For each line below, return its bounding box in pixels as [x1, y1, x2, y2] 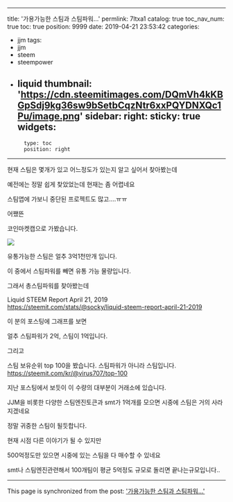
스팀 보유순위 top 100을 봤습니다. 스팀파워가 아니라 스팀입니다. [7, 361, 177, 370]
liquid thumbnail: [17, 78, 92, 90]
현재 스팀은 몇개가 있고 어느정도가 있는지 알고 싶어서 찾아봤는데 [7, 165, 178, 173]
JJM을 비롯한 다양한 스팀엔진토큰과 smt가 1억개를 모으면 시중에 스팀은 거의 [7, 398, 210, 406]
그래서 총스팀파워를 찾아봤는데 [7, 282, 89, 290]
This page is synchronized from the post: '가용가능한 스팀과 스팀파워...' [7, 487, 205, 495]
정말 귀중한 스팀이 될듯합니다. [7, 421, 87, 430]
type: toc [24, 139, 52, 146]
